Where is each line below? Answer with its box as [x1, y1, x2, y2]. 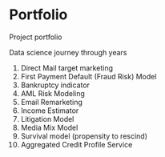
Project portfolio [9, 32, 62, 42]
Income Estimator [20, 106, 79, 115]
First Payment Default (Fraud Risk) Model [20, 71, 157, 81]
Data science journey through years [9, 47, 127, 57]
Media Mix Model [20, 123, 78, 132]
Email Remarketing [20, 97, 82, 107]
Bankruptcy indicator [20, 80, 91, 90]
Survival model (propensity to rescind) [20, 131, 147, 141]
